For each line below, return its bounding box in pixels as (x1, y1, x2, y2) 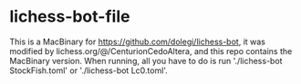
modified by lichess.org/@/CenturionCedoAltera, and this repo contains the (9, 45, 293, 56)
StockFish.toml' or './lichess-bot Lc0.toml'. (9, 65, 169, 76)
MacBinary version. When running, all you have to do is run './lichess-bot (9, 55, 283, 66)
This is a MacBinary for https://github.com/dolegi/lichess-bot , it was (9, 36, 266, 47)
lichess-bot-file (9, 6, 130, 27)
